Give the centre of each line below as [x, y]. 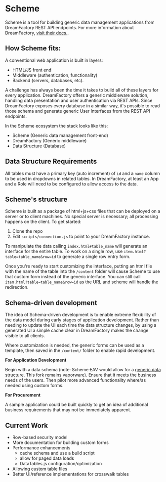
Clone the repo [27, 231]
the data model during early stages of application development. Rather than [82, 320]
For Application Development [36, 360]
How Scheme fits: [33, 48]
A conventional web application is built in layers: [54, 60]
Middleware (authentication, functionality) [55, 75]
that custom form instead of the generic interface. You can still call [73, 277]
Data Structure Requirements [51, 161]
